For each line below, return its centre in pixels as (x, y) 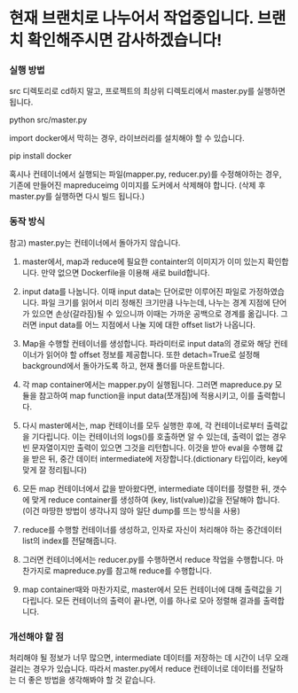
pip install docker (41, 156)
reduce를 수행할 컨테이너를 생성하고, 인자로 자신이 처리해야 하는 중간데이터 (152, 529)
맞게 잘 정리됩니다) (54, 470)
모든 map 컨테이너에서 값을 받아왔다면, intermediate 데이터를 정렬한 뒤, (146, 488)
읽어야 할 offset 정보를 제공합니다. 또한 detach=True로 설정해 (153, 354)
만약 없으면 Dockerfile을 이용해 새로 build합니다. (125, 272)
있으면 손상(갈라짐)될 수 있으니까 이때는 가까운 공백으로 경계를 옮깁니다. (155, 313)
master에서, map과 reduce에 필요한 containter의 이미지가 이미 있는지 (144, 261)
